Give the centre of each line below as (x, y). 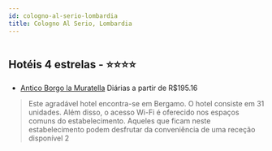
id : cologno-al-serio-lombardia (63, 16)
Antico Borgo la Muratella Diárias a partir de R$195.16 (109, 88)
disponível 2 (49, 138)
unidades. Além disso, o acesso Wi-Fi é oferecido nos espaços (134, 112)
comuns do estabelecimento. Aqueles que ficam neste (119, 121)
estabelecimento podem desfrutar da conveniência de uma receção (142, 130)
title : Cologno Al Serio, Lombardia (70, 24)
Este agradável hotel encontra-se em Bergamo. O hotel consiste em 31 (146, 104)
